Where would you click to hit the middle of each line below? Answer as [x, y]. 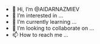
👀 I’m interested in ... [38, 15]
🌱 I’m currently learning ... [44, 22]
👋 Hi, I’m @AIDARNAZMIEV [46, 9]
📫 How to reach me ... [40, 35]
